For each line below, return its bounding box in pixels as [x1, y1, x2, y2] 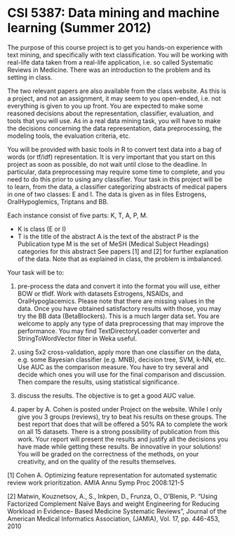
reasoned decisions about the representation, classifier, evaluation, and [7, 109, 214, 117]
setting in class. [7, 72, 53, 82]
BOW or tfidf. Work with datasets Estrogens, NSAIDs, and [17, 289, 184, 298]
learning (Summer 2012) [7, 20, 152, 36]
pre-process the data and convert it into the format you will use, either [17, 281, 221, 290]
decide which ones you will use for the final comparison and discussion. [17, 370, 227, 378]
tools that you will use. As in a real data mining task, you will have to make [7, 116, 221, 125]
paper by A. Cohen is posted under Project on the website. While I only [17, 404, 222, 413]
